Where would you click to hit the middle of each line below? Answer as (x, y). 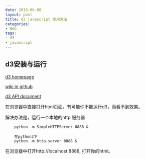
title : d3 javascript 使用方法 (36, 19)
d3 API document (23, 96)
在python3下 (26, 136)
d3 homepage (20, 76)
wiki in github (19, 87)
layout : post (19, 15)
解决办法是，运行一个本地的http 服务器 (45, 117)
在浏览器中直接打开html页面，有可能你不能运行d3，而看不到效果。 (74, 107)
